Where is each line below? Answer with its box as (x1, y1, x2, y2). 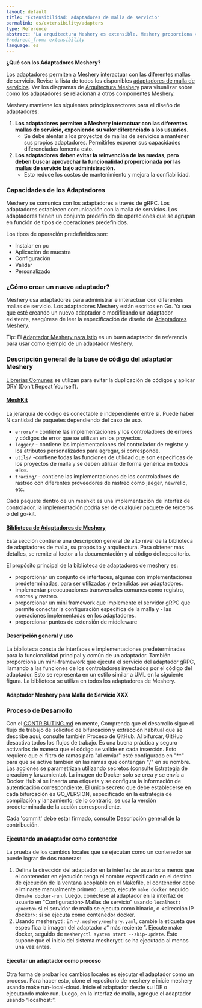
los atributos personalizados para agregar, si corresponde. (14, 447, 161, 454)
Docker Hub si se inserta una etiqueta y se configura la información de (6, 778, 182, 785)
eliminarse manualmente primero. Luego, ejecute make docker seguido (14, 886, 189, 893)
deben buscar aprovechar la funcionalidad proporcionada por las (14, 158, 182, 165)
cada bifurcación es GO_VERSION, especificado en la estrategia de (6, 790, 173, 798)
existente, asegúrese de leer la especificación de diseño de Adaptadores (6, 316, 187, 323)
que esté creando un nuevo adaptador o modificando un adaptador (6, 309, 173, 316)
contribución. (6, 821, 39, 828)
